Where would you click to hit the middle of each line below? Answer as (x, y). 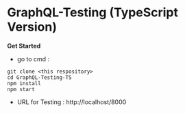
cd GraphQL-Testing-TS (39, 77)
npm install (24, 83)
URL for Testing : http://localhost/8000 (72, 102)
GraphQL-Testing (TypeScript (93, 13)
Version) (32, 27)
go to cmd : (33, 59)
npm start (21, 89)
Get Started (24, 46)
